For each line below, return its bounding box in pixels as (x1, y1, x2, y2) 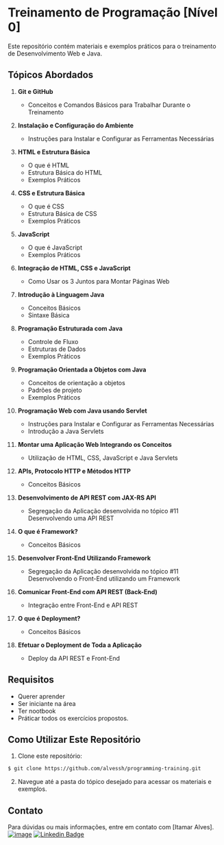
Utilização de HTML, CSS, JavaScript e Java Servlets (27, 454, 178, 462)
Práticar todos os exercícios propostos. (17, 714, 129, 722)
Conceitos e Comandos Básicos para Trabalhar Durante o (27, 101, 191, 109)
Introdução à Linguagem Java (17, 290, 105, 299)
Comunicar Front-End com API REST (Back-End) (17, 587, 158, 596)
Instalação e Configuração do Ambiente (17, 121, 134, 130)
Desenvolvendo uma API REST (27, 514, 114, 522)
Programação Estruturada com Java (17, 324, 123, 332)
